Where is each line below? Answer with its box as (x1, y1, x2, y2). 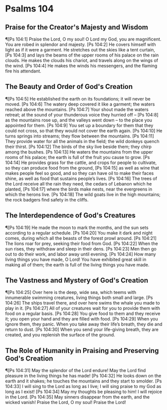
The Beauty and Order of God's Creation (5, 82, 133, 91)
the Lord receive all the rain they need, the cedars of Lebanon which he (5, 180, 152, 186)
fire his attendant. (5, 68, 41, 74)
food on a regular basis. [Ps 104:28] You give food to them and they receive (5, 310, 161, 316)
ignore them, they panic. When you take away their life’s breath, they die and (5, 321, 163, 327)
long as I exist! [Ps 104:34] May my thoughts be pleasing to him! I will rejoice (5, 388, 162, 395)
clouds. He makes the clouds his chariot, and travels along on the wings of (5, 57, 159, 63)
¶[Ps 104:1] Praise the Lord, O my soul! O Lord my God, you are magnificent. (5, 36, 162, 42)
